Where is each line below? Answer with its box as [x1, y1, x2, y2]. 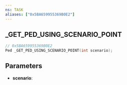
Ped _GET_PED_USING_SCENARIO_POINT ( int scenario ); [5, 48, 113, 53]
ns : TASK [5, 7, 23, 12]
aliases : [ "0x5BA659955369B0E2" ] [5, 12, 75, 17]
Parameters [5, 62, 42, 70]
